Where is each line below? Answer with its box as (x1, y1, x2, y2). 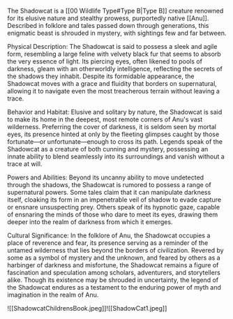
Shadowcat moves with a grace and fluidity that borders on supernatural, (7, 80, 218, 87)
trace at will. (7, 160, 43, 168)
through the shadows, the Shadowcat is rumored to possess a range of (7, 181, 211, 188)
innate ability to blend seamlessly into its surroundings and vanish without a (7, 152, 225, 161)
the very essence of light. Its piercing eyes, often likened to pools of (7, 57, 202, 66)
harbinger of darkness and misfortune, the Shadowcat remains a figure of (7, 261, 219, 269)
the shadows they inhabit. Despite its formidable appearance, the (7, 72, 195, 80)
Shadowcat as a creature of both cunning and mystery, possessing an (7, 145, 209, 153)
